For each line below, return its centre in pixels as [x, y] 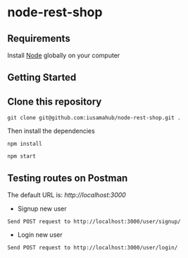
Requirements [39, 39]
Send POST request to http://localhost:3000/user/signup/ [94, 222]
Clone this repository [55, 101]
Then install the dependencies [51, 131]
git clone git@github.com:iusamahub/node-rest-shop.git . [94, 118]
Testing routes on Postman [68, 178]
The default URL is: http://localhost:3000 [67, 195]
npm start [22, 156]
